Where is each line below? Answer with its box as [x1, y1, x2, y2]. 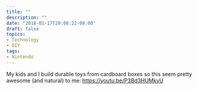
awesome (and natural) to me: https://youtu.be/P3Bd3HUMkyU [6, 77, 163, 84]
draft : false [6, 25, 39, 32]
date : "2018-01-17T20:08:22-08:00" [6, 20, 96, 26]
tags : [6, 48, 20, 54]
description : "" [6, 14, 47, 21]
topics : [6, 31, 26, 37]
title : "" [6, 8, 31, 15]
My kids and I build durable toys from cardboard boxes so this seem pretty [6, 70, 193, 77]
